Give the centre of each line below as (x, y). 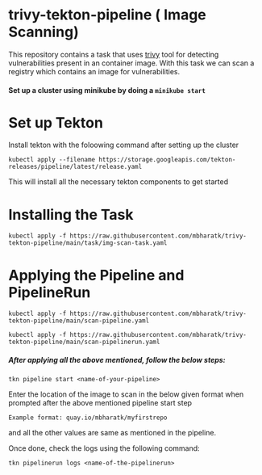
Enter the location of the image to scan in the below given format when (126, 394)
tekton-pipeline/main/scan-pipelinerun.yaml (84, 342)
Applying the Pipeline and (96, 275)
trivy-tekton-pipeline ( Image (108, 15)
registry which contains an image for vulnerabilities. (94, 71)
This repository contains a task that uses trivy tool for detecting (114, 54)
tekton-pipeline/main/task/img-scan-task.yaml (88, 243)
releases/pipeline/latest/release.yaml (75, 167)
